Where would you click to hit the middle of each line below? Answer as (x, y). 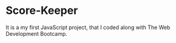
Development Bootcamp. (37, 33)
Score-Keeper (42, 11)
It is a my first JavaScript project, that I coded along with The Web (88, 27)
